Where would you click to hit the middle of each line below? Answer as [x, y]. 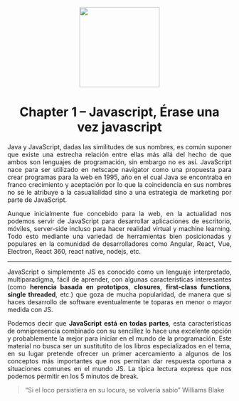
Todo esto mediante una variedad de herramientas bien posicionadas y [119, 236]
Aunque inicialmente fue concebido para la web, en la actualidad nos [119, 213]
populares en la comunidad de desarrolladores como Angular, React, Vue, [119, 244]
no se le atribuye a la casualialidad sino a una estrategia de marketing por [119, 192]
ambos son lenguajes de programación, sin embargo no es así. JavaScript [119, 162]
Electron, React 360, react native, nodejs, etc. [74, 251]
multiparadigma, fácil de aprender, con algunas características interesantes [119, 279]
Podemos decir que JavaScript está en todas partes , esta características [120, 323]
